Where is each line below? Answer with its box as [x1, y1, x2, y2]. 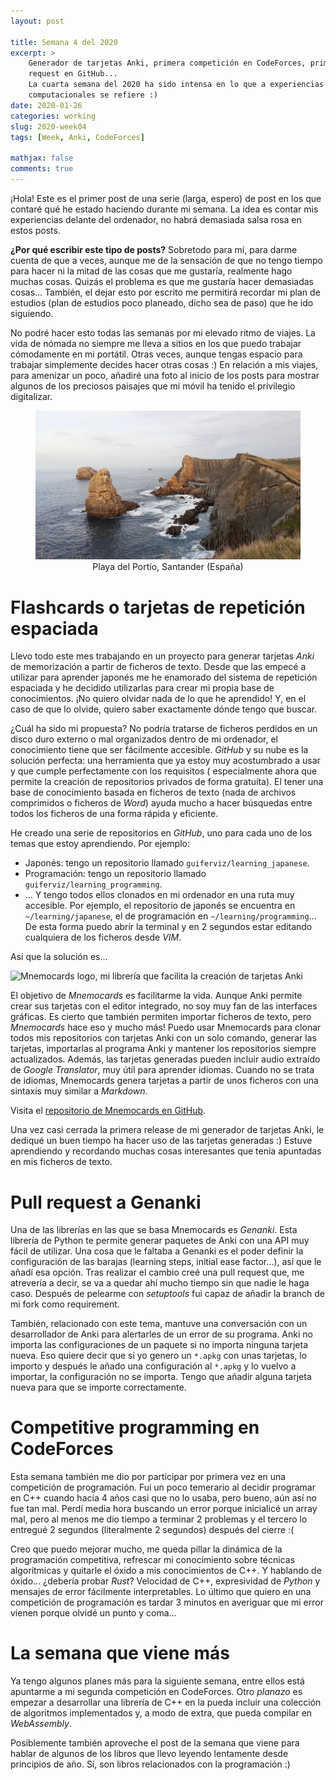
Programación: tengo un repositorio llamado [24, 868, 207, 880]
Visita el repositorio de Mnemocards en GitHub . [10, 1105, 207, 1117]
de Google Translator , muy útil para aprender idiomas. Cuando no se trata [10, 1064, 315, 1076]
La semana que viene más [10, 1642, 230, 1665]
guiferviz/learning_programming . [24, 878, 163, 890]
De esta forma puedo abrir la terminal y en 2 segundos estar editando [24, 921, 313, 933]
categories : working [10, 111, 97, 121]
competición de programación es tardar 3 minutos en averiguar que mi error [10, 1596, 324, 1609]
